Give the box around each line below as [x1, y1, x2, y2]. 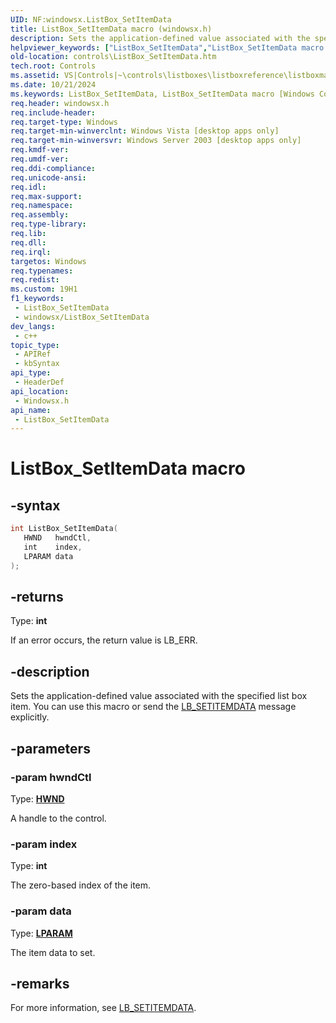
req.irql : [10, 247, 52, 257]
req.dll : [10, 237, 47, 248]
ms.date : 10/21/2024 [10, 80, 97, 90]
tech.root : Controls [10, 61, 97, 71]
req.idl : [10, 182, 47, 192]
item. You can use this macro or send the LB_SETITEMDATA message [10, 701, 297, 713]
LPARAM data [23, 551, 74, 561]
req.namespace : [10, 201, 74, 211]
